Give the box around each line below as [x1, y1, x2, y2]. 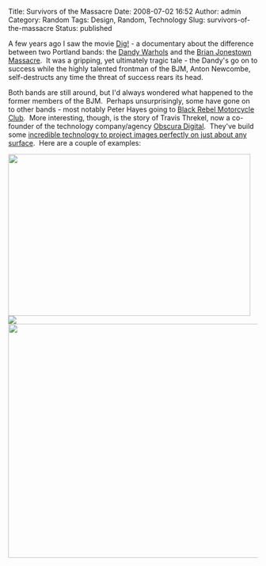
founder [8, 122, 34, 131]
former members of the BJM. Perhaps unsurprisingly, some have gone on [8, 97, 251, 105]
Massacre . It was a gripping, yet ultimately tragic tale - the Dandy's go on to [8, 55, 258, 65]
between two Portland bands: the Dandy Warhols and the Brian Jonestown [8, 47, 252, 56]
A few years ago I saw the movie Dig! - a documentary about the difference [8, 39, 254, 48]
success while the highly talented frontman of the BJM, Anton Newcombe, [8, 64, 251, 74]
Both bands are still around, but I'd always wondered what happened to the [8, 88, 253, 97]
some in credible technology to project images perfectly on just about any [8, 130, 247, 139]
